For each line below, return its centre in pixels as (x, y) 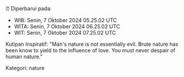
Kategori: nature (25, 68)
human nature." (24, 56)
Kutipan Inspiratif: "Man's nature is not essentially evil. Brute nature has (92, 44)
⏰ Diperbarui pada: (29, 9)
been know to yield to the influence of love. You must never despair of (91, 50)
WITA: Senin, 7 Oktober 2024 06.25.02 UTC (67, 26)
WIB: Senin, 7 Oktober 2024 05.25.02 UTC (65, 20)
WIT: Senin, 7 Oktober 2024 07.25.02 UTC (65, 33)
